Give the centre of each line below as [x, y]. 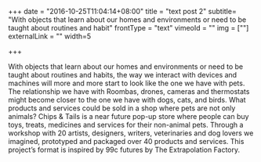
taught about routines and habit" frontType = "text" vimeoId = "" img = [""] [129, 28]
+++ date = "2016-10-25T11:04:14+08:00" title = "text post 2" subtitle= [122, 11]
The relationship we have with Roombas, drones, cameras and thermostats [129, 92]
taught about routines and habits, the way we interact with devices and [123, 75]
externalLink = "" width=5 [50, 36]
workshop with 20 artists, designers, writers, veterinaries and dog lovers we [131, 133]
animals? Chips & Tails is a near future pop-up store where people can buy [129, 116]
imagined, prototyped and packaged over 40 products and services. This [126, 141]
